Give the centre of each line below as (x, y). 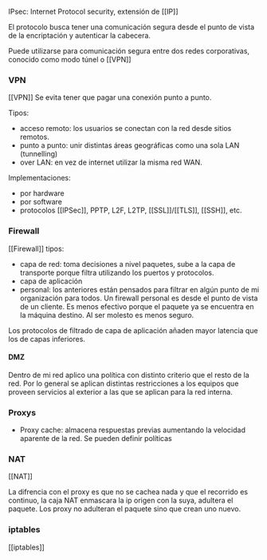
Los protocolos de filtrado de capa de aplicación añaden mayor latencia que (133, 330)
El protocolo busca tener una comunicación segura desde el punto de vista (132, 27)
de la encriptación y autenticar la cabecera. (80, 36)
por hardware (42, 193)
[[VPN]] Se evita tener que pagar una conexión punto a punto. (110, 97)
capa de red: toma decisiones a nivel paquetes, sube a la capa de (128, 264)
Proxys (22, 412)
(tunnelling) (39, 154)
